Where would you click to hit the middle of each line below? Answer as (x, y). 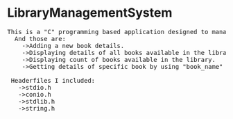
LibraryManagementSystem (90, 13)
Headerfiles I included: (53, 80)
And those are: (40, 39)
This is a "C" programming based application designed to (108, 32)
